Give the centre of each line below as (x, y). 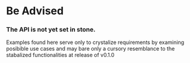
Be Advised (35, 11)
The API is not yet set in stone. (51, 30)
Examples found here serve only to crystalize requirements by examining (95, 42)
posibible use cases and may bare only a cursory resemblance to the (91, 49)
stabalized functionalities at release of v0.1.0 (60, 55)
